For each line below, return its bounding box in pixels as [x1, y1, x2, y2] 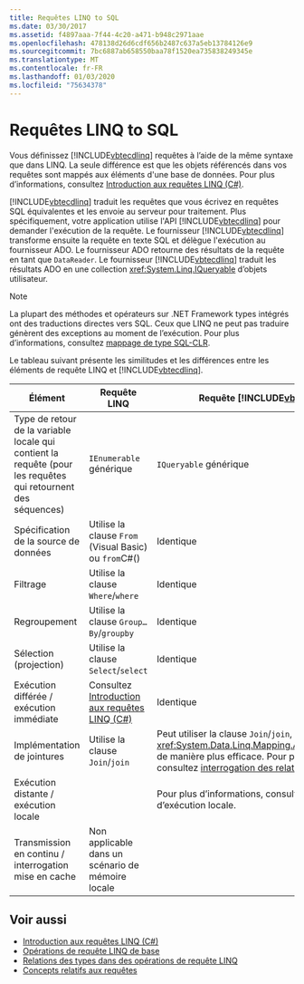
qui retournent [14, 480, 75, 493]
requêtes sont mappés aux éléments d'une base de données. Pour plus [9, 169, 276, 179]
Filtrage [14, 577, 47, 590]
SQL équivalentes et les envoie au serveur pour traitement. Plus [9, 206, 247, 217]
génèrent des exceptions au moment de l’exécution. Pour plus [9, 327, 240, 338]
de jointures [14, 749, 65, 762]
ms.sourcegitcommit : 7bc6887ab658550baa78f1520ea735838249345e [9, 47, 253, 56]
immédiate [14, 712, 59, 725]
